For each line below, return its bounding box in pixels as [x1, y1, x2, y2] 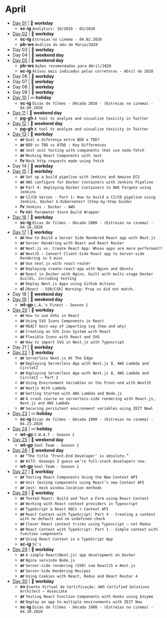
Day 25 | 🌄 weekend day [12, 436, 64, 442]
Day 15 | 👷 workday [12, 168, 53, 174]
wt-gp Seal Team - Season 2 [19, 463, 79, 469]
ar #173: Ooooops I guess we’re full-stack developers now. [19, 457, 146, 463]
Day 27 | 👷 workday [12, 468, 54, 474]
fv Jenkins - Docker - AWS [19, 203, 75, 209]
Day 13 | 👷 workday [12, 131, 53, 137]
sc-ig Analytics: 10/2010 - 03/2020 [19, 25, 95, 31]
